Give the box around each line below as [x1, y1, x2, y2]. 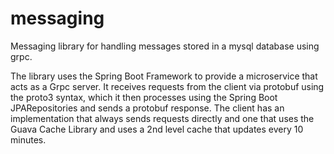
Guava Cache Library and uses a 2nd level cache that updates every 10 [10, 123, 304, 135]
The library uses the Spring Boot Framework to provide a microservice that [10, 70, 318, 82]
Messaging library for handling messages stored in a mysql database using [10, 40, 320, 52]
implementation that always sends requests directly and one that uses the [10, 112, 315, 124]
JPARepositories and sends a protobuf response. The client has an [10, 102, 285, 114]
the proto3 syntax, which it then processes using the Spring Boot [10, 91, 278, 103]
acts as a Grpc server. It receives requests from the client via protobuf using [10, 80, 325, 92]
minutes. [10, 133, 47, 146]
